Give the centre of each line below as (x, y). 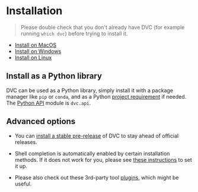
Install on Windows (38, 51)
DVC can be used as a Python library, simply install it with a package (90, 90)
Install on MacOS (36, 45)
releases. (26, 142)
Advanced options (41, 121)
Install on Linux (33, 57)
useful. (23, 184)
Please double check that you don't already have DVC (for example (103, 27)
